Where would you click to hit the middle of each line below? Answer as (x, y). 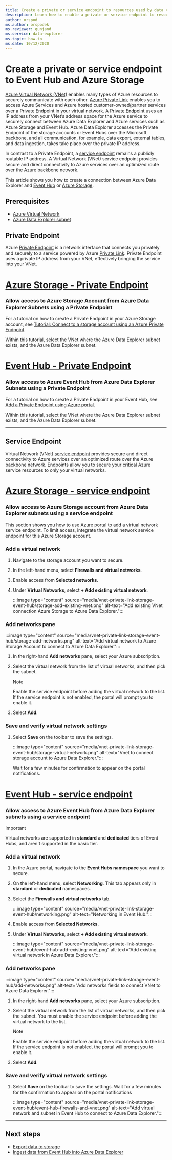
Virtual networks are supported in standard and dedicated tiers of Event (82, 838)
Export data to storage (36, 1146)
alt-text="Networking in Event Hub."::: (112, 914)
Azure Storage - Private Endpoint (77, 285)
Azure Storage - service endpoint (78, 491)
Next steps (23, 1134)
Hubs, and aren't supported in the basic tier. (52, 843)
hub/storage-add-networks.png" (40, 641)
